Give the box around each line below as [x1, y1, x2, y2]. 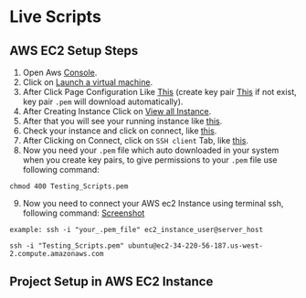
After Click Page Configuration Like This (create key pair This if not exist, [22, 87, 297, 97]
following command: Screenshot [22, 208, 145, 218]
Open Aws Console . [22, 67, 98, 78]
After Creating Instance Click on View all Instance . [22, 106, 212, 116]
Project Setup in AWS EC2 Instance [9, 274, 214, 290]
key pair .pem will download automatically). [22, 96, 184, 107]
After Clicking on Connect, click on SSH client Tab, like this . [22, 135, 249, 145]
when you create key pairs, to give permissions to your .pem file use [22, 154, 278, 165]
